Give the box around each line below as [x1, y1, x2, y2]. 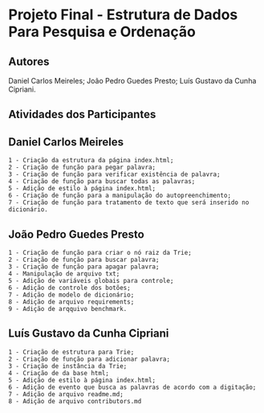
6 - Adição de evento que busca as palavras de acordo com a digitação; [8, 383, 257, 391]
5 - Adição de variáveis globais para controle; [8, 277, 174, 285]
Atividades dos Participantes [8, 108, 156, 121]
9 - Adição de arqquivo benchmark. [8, 305, 128, 313]
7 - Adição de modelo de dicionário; [8, 291, 135, 299]
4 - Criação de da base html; [8, 369, 110, 377]
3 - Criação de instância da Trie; [8, 362, 128, 370]
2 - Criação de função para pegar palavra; [8, 163, 156, 172]
